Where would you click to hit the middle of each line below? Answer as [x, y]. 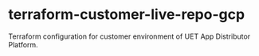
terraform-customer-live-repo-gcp [127, 15]
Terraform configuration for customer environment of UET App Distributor [129, 36]
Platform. [23, 44]
